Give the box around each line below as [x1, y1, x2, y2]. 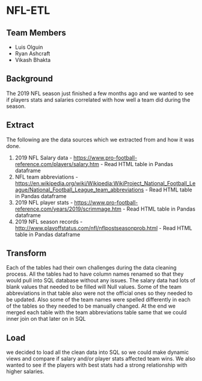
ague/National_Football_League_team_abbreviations [14, 186, 144, 193]
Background [6, 73, 53, 84]
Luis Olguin [14, 43, 43, 51]
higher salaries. [6, 368, 44, 375]
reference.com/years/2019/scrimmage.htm [14, 205, 122, 212]
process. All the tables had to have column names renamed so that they [6, 270, 184, 277]
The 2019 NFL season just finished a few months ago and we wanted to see [6, 90, 194, 97]
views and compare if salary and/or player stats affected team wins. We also [6, 355, 195, 362]
